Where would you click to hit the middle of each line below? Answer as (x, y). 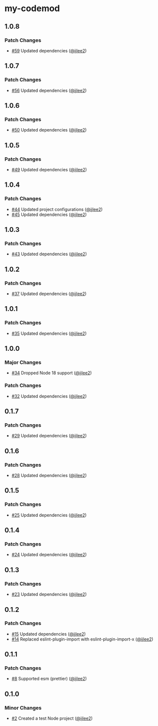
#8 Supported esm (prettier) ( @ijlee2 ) (49, 679)
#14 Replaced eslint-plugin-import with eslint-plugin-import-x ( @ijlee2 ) (82, 639)
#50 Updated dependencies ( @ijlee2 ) (49, 130)
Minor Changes (23, 708)
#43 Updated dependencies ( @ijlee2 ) (49, 254)
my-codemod (32, 8)
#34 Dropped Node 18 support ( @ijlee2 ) (52, 373)
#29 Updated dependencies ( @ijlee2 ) (49, 436)
